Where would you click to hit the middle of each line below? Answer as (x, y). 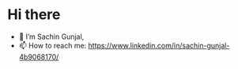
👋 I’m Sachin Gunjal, (51, 36)
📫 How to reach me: (53, 45)
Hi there (34, 15)
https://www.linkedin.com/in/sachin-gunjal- (159, 45)
